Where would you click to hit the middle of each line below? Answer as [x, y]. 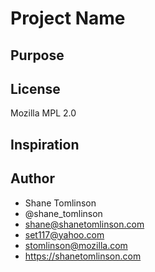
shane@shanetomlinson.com [84, 224]
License [35, 88]
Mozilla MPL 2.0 [43, 113]
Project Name [68, 18]
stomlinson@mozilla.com [76, 245]
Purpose [37, 55]
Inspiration [45, 144]
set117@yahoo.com [64, 234]
